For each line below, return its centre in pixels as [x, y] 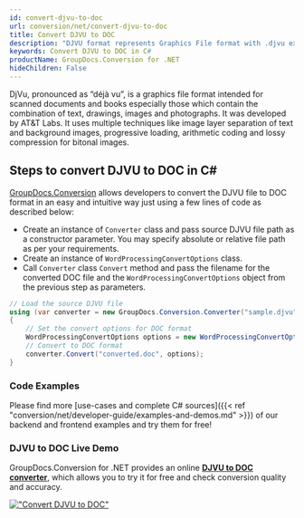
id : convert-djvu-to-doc [56, 18]
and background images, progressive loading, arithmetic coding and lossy [147, 132]
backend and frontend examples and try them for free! [111, 424]
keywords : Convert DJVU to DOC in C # [81, 52]
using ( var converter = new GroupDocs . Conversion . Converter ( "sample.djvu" [153, 312]
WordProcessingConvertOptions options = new [111, 337]
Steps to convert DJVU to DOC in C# [113, 171]
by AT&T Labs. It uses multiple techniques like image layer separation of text [152, 122]
